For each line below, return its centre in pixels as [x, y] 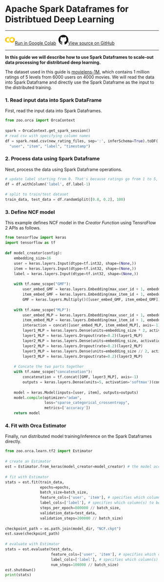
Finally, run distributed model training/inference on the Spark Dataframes [79, 436]
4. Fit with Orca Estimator [36, 426]
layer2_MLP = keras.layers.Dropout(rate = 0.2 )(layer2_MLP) [83, 346]
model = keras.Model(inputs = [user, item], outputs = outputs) [76, 393]
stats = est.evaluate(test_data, [39, 549]
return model [27, 413]
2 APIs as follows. [23, 228]
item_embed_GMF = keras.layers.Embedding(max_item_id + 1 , [84, 295]
